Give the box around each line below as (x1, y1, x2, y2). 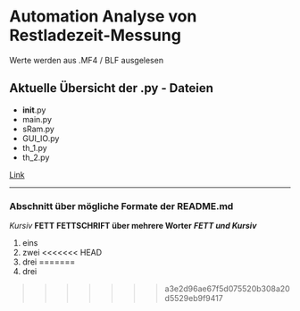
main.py (21, 113, 52, 124)
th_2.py (21, 152, 50, 163)
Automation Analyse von (9, 6, 197, 27)
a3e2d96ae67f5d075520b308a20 (164, 283, 290, 294)
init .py (21, 105, 46, 115)
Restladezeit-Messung (9, 25, 181, 46)
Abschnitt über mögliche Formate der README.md (9, 199, 234, 212)
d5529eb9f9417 (164, 293, 223, 304)
